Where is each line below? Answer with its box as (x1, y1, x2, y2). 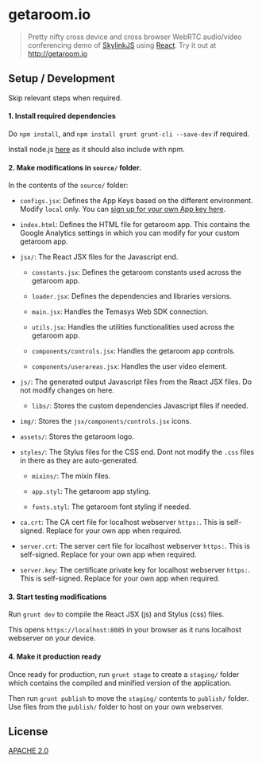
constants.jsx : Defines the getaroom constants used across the (31, 268, 242, 277)
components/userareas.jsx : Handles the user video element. (31, 362, 228, 371)
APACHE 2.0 (8, 746, 49, 756)
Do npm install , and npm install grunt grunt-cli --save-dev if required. (8, 129, 250, 139)
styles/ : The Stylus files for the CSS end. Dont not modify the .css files (19, 448, 255, 457)
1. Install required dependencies (8, 112, 117, 121)
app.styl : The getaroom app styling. (31, 487, 151, 496)
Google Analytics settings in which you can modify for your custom (19, 229, 240, 238)
